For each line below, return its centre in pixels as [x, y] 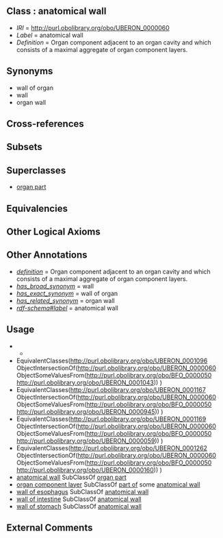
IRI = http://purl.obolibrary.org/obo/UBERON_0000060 [93, 27]
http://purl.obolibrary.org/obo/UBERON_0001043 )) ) [89, 382]
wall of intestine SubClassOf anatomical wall [79, 499]
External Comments [50, 528]
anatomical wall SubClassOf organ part [71, 477]
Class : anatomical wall [56, 11]
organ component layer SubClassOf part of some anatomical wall [108, 484]
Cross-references [45, 124]
